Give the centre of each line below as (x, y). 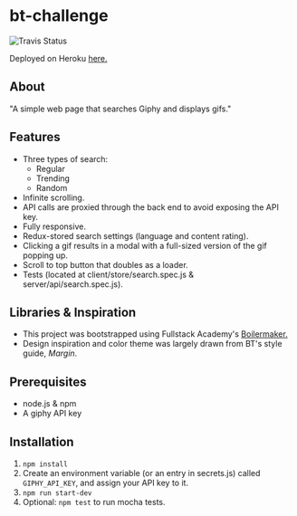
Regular (50, 168)
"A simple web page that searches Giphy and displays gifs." (120, 109)
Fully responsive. (54, 226)
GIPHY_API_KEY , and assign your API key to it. (105, 483)
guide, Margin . (50, 353)
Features (35, 137)
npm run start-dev (57, 493)
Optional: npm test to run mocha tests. (94, 502)
